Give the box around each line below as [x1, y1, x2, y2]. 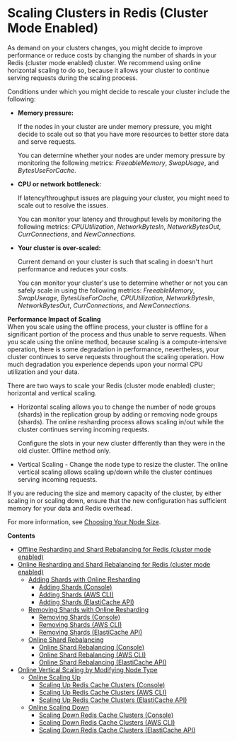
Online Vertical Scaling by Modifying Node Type [17, 665, 158, 674]
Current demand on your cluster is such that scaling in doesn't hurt [17, 257, 214, 266]
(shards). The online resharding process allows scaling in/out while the [17, 417, 224, 426]
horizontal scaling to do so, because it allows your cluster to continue [7, 66, 210, 74]
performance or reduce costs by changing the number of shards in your [7, 51, 217, 60]
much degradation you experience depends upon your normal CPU [7, 360, 203, 368]
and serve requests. [17, 137, 76, 146]
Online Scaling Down [28, 703, 90, 711]
